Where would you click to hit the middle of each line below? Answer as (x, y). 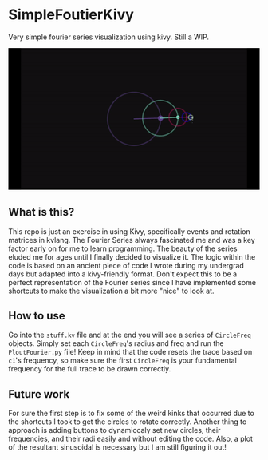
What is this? (41, 212)
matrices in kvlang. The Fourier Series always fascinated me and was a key (132, 240)
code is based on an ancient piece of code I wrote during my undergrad (126, 265)
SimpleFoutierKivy (71, 15)
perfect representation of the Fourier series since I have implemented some (132, 282)
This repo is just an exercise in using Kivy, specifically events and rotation (129, 231)
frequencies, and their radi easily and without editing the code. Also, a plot (131, 439)
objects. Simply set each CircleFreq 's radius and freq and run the (116, 343)
